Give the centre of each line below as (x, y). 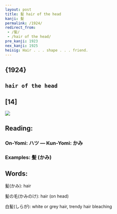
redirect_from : (20, 28)
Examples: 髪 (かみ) (29, 158)
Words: (16, 173)
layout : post (18, 9)
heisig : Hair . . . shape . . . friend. (47, 50)
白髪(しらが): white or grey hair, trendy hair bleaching (58, 207)
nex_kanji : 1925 (21, 46)
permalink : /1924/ (24, 23)
